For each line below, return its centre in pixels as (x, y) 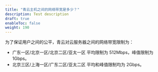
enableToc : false (23, 23)
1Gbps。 (21, 58)
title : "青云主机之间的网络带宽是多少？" (42, 9)
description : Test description (37, 14)
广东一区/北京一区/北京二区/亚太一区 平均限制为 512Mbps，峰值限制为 (83, 53)
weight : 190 (17, 28)
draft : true (17, 18)
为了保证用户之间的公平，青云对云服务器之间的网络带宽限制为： (69, 42)
